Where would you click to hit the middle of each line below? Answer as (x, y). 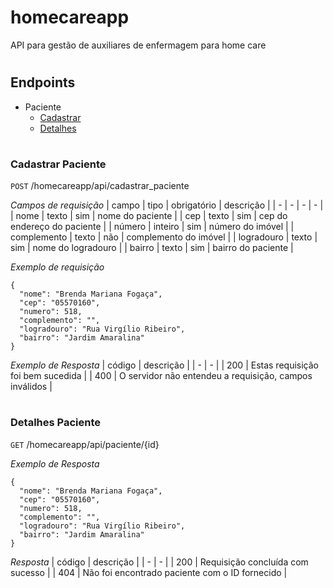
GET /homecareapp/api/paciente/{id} (85, 444)
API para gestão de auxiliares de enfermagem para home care (138, 45)
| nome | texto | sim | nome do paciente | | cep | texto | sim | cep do (149, 216)
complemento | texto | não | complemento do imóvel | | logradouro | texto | (164, 237)
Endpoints (43, 82)
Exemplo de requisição (57, 267)
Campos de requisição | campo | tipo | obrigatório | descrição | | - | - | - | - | (167, 205)
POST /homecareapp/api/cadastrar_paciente (100, 186)
